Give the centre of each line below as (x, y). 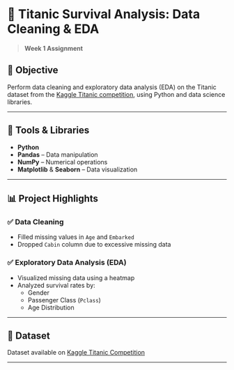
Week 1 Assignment (54, 48)
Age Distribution (51, 307)
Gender (39, 293)
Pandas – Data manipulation (58, 154)
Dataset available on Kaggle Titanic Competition (76, 353)
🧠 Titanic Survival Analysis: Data (104, 14)
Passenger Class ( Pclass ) (64, 300)
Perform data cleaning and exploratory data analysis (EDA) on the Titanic (112, 87)
